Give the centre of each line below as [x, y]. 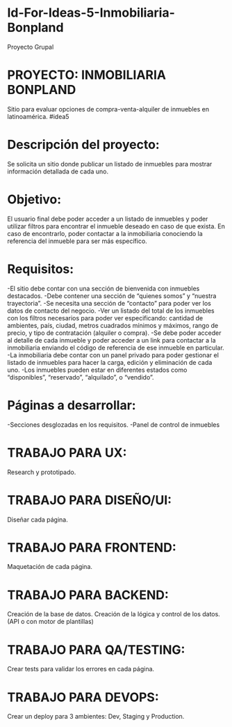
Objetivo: [34, 199]
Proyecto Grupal [31, 47]
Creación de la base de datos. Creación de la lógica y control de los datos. [114, 614]
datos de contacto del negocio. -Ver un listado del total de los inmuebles [111, 311]
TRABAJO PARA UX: [67, 452]
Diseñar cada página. [38, 519]
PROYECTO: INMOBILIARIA [87, 75]
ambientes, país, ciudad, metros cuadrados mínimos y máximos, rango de [113, 325]
